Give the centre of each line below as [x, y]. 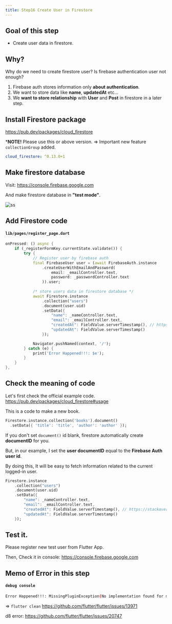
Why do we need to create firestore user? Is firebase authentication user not [86, 72]
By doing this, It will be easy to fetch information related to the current [79, 466]
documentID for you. [28, 440]
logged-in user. [21, 471]
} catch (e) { [39, 348]
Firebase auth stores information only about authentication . [76, 87]
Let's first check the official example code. [50, 396]
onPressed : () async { [29, 244]
